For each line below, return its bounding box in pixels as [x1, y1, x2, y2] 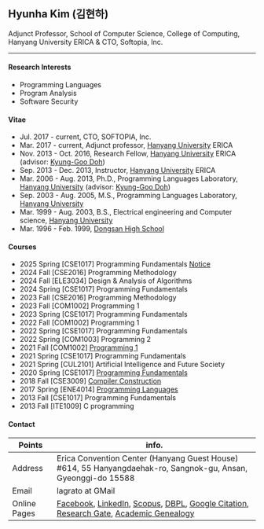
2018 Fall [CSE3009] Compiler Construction [19, 377, 162, 386]
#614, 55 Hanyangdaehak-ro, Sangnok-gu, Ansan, [56, 462, 247, 473]
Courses [8, 242, 37, 252]
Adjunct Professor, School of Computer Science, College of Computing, [8, 28, 240, 38]
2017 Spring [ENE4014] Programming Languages [19, 384, 178, 395]
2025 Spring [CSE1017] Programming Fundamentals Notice [19, 259, 211, 269]
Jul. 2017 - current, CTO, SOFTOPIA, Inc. [19, 132, 152, 141]
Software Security [19, 97, 79, 106]
